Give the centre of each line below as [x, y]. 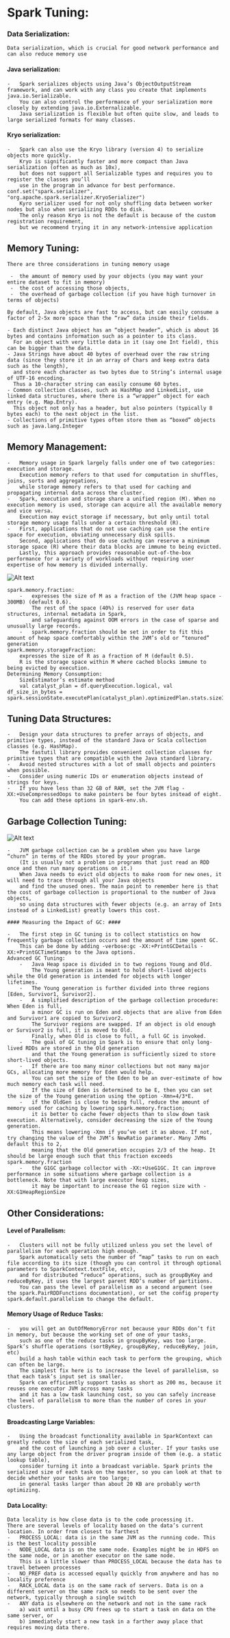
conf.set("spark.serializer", [50, 191]
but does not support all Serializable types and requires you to [116, 173]
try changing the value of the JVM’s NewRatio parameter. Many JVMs [107, 1139]
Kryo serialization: [34, 135]
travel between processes [44, 1568]
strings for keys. [33, 782]
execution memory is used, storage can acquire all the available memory [115, 505]
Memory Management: [57, 447]
